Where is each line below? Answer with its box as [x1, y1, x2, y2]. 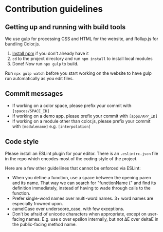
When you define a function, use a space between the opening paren [12, 174, 151, 180]
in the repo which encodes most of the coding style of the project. [5, 155, 138, 162]
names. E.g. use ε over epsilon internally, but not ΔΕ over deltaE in [26, 216, 159, 222]
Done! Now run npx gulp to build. [12, 61, 79, 66]
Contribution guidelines [5, 3, 103, 15]
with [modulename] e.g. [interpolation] [12, 123, 91, 129]
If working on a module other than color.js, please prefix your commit [12, 118, 151, 124]
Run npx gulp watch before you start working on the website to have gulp [5, 70, 152, 76]
